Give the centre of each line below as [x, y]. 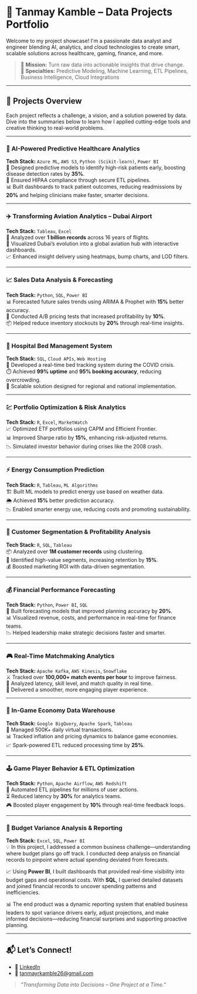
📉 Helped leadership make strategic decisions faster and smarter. [86, 633]
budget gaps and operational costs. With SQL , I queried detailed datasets [95, 880]
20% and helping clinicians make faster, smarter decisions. [78, 195]
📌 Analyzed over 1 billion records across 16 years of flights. [78, 237]
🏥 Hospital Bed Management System [59, 346]
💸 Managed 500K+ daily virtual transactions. [60, 729]
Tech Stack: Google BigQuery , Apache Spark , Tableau [69, 723]
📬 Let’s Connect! [39, 950]
